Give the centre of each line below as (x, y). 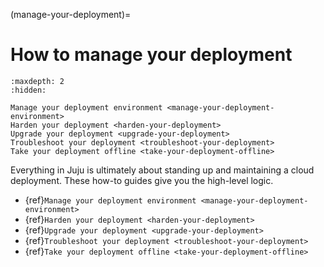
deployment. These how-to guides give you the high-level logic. (142, 180)
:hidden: (28, 90)
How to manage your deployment (151, 55)
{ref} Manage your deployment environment (110, 200)
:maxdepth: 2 (37, 81)
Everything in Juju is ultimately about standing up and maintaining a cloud (162, 170)
